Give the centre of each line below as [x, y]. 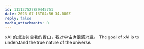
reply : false [18, 18]
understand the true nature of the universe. [48, 43]
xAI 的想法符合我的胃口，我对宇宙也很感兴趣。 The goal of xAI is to [72, 37]
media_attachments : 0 [27, 23]
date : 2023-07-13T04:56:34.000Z [38, 14]
